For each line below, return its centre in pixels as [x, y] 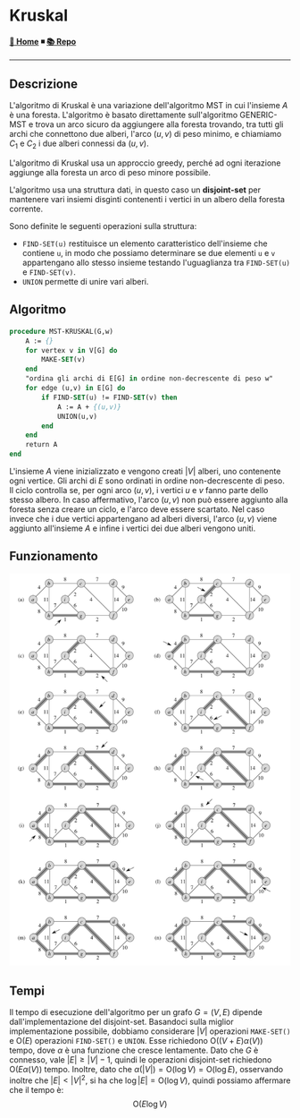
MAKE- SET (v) [64, 360]
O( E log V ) [150, 1104]
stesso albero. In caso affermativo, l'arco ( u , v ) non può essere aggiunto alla [149, 500]
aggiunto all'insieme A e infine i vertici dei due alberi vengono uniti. [133, 528]
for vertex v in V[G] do [71, 350]
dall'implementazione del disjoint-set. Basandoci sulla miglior [121, 1022]
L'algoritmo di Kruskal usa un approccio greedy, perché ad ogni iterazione [145, 163]
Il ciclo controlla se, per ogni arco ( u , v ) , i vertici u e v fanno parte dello [139, 491]
